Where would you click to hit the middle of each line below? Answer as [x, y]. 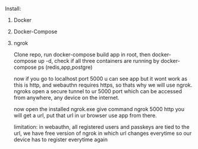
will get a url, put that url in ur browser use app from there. [85, 115]
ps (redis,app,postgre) [65, 67]
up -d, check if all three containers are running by [99, 61]
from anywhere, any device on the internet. [66, 98]
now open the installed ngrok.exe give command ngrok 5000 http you [99, 109]
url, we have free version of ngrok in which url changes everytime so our [103, 133]
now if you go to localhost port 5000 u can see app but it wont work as [100, 79]
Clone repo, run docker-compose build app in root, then [82, 55]
